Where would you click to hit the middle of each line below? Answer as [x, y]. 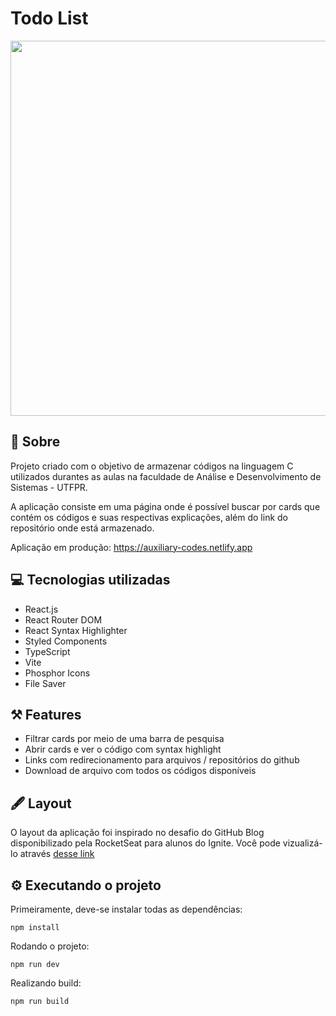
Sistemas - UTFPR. [49, 487]
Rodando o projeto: [50, 946]
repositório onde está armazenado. [82, 528]
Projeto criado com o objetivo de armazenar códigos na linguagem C [152, 466]
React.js [41, 609]
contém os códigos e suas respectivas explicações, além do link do [149, 517]
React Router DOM [63, 619]
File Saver [45, 683]
